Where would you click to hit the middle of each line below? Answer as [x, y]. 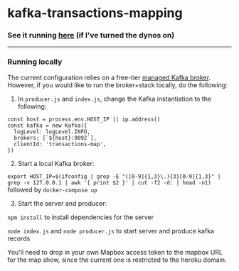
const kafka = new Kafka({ [47, 126]
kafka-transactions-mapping [95, 13]
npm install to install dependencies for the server [81, 217]
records [19, 238]
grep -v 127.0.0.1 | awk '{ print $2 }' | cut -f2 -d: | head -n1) [110, 182]
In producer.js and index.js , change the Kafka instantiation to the [115, 99]
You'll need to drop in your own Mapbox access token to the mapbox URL [115, 252]
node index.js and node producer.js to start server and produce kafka [111, 231]
